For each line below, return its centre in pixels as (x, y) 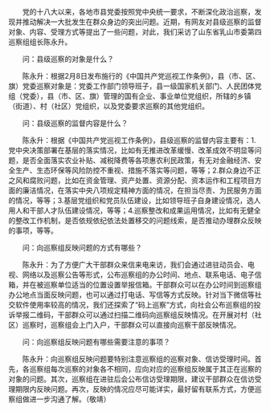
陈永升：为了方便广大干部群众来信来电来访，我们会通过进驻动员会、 (135, 265)
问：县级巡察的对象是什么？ (68, 59)
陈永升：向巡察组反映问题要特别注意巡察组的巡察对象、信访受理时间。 (138, 359)
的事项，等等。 (33, 230)
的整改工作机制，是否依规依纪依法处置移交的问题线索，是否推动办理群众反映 (135, 220)
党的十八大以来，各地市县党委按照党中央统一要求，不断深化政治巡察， (138, 12)
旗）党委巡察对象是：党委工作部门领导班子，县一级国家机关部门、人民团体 (131, 86)
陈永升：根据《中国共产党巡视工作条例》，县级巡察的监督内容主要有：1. (139, 140)
